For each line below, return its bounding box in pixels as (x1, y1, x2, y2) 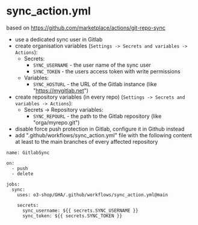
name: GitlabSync (6, 149, 50, 156)
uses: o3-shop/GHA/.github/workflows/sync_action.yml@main (17, 191, 169, 198)
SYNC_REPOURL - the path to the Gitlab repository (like (32, 112, 162, 120)
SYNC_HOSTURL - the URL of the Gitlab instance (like (32, 80, 157, 88)
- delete (11, 170, 34, 177)
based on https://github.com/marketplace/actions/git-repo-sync (6, 24, 166, 31)
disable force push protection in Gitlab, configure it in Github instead (14, 125, 185, 132)
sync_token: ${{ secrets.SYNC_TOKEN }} (22, 212, 122, 219)
